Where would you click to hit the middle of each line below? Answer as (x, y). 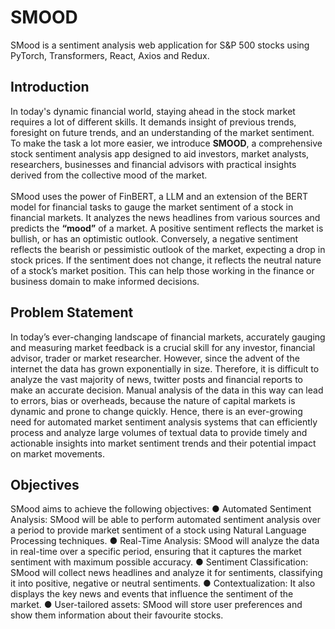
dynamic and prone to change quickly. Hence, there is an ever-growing (156, 411)
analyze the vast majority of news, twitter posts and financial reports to (156, 379)
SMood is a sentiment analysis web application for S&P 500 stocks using (160, 45)
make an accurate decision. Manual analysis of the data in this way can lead (167, 390)
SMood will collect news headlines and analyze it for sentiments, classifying (166, 573)
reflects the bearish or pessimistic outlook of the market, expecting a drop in (168, 249)
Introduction (50, 87)
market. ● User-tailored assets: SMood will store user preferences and (156, 605)
